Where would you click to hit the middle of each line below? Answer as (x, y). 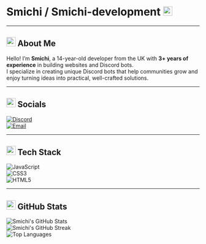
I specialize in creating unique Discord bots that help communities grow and (102, 71)
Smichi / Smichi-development (84, 12)
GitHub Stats (42, 206)
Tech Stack (39, 152)
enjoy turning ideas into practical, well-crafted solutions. (78, 78)
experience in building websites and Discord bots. (70, 65)
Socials (32, 105)
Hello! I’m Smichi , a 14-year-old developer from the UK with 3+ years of (97, 58)
